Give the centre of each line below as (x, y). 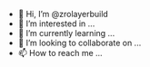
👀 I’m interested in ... (56, 24)
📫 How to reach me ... (60, 53)
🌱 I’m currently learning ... (66, 33)
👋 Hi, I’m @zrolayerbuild (63, 14)
